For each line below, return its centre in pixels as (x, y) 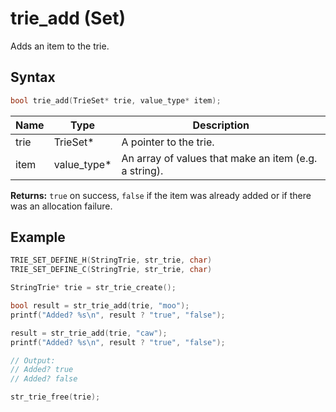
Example (38, 237)
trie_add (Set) (68, 18)
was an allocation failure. (61, 206)
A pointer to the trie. (168, 142)
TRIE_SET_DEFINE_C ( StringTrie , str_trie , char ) (111, 270)
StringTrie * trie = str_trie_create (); (93, 288)
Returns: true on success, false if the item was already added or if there (161, 195)
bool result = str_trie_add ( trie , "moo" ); (100, 306)
